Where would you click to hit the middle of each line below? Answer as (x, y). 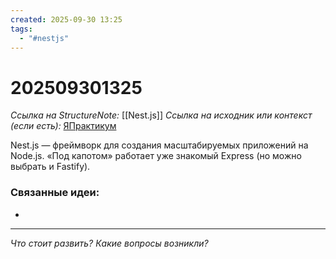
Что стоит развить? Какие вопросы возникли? (109, 243)
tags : (21, 29)
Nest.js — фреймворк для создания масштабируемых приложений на (159, 145)
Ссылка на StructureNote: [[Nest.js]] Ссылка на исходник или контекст (161, 115)
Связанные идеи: (55, 193)
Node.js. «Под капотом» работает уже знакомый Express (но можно (156, 156)
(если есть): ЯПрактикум (63, 126)
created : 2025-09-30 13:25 (66, 19)
